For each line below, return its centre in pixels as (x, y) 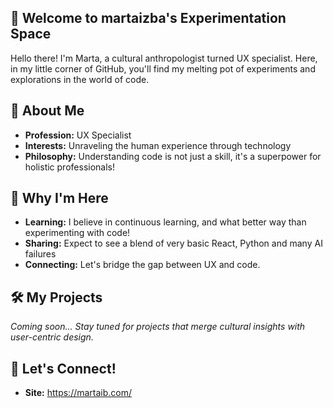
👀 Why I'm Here (59, 198)
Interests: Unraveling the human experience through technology (158, 145)
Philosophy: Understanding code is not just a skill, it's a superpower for (173, 156)
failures (40, 254)
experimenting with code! (77, 233)
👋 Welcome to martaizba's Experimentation (148, 18)
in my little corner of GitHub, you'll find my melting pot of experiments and (163, 68)
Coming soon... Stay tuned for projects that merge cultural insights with (158, 327)
